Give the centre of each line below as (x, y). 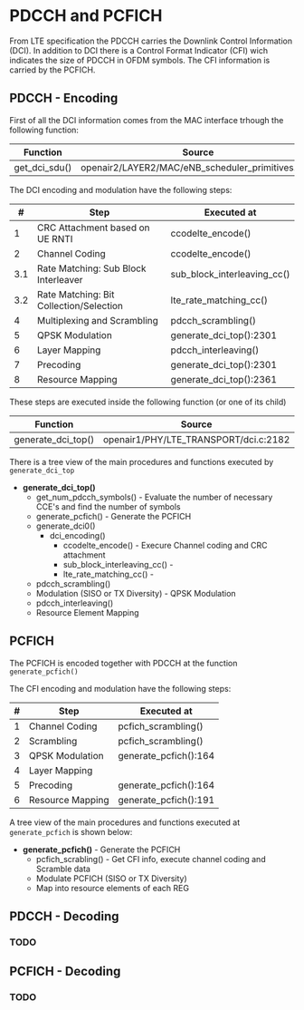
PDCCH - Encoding (64, 98)
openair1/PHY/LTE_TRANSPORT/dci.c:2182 (196, 439)
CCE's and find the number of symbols (108, 506)
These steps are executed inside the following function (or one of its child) (148, 402)
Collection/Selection (81, 306)
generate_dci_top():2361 (224, 379)
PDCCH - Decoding (64, 916)
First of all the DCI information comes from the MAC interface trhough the (147, 120)
